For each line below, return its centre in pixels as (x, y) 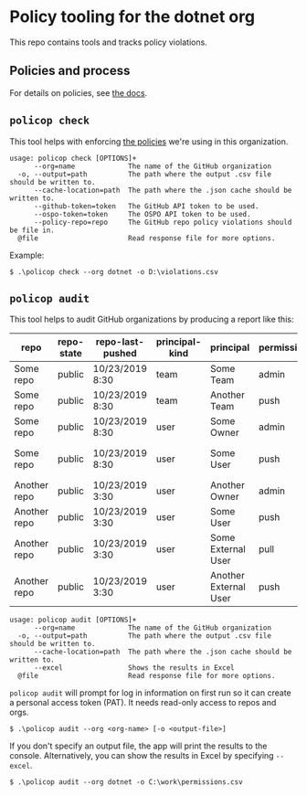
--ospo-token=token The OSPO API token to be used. (142, 214)
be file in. (32, 230)
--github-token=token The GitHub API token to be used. (146, 206)
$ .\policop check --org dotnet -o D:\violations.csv (114, 271)
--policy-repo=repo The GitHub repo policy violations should (163, 222)
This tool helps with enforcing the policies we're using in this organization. (149, 141)
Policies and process (70, 71)
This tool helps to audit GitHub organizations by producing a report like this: (152, 319)
